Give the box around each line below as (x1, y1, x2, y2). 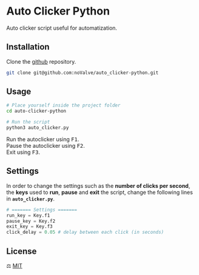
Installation (6, 42, 50, 52)
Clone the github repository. (6, 58, 76, 65)
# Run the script (6, 119, 50, 125)
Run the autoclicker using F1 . (6, 135, 79, 143)
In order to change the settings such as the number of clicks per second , (6, 182, 191, 189)
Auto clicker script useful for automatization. (6, 24, 117, 31)
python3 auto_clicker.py (6, 125, 69, 131)
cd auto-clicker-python (6, 108, 67, 114)
